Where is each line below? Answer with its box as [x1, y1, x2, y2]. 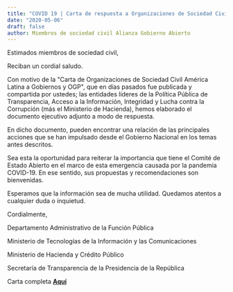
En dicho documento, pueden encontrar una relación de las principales [7, 126, 210, 134]
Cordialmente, [7, 210, 48, 218]
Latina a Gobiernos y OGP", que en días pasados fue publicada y [7, 83, 192, 91]
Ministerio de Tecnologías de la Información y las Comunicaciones [7, 237, 197, 246]
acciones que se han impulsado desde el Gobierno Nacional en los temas [7, 133, 217, 141]
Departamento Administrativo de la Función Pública [7, 223, 154, 232]
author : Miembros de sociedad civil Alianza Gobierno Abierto [7, 29, 191, 37]
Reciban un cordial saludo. [7, 62, 83, 70]
